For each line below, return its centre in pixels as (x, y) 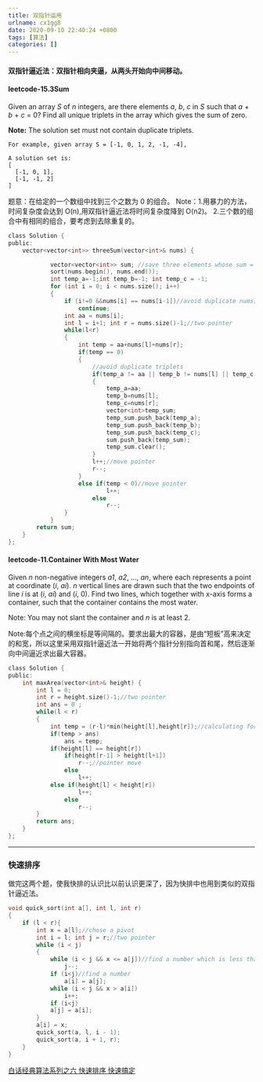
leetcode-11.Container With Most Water (74, 560)
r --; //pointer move (110, 763)
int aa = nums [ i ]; (94, 316)
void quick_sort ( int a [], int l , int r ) (75, 908)
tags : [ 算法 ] (28, 37)
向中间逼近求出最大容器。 (49, 653)
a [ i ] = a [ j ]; (85, 981)
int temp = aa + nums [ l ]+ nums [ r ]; (131, 345)
